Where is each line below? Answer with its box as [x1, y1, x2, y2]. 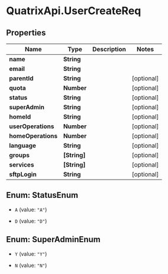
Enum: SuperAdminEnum [6, 234, 101, 244]
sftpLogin [9, 170, 37, 178]
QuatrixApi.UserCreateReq [6, 4, 141, 18]
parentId [9, 74, 34, 82]
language [9, 142, 37, 149]
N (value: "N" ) [14, 262, 47, 269]
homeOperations [9, 132, 58, 140]
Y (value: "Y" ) [14, 250, 47, 257]
